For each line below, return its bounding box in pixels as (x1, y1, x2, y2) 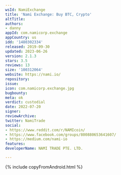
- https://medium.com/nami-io (5, 137, 68, 142)
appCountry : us (5, 35, 37, 40)
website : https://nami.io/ (5, 72, 61, 77)
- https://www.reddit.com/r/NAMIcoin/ (5, 127, 85, 132)
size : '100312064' (5, 68, 43, 73)
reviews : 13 (5, 63, 30, 68)
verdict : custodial (5, 100, 46, 105)
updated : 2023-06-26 (5, 49, 48, 54)
